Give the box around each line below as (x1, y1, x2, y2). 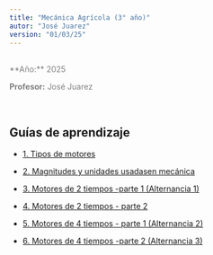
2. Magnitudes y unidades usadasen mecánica (22, 166, 196, 177)
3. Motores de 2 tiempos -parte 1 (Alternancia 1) (22, 183, 200, 194)
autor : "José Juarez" (9, 22, 91, 31)
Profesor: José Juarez (9, 82, 93, 92)
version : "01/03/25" (9, 30, 87, 39)
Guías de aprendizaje (9, 125, 130, 140)
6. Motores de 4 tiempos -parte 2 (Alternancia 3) (22, 235, 204, 247)
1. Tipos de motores (22, 149, 96, 160)
